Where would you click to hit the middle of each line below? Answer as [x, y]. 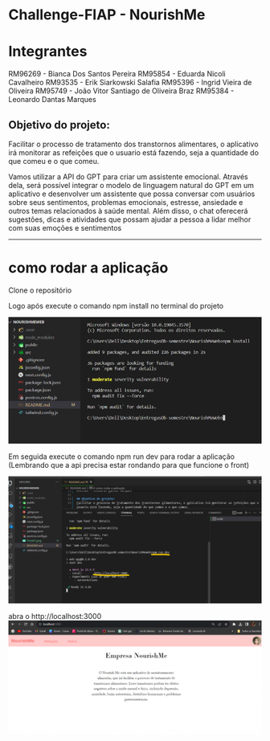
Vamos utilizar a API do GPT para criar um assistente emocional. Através [128, 176]
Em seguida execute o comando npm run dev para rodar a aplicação [122, 456]
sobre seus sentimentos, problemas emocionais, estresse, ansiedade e [126, 202]
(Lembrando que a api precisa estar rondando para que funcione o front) [129, 465]
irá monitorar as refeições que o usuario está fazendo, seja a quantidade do [134, 152]
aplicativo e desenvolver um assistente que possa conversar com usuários [132, 194]
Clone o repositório [40, 290]
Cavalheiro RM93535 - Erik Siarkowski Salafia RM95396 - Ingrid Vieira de [130, 83]
